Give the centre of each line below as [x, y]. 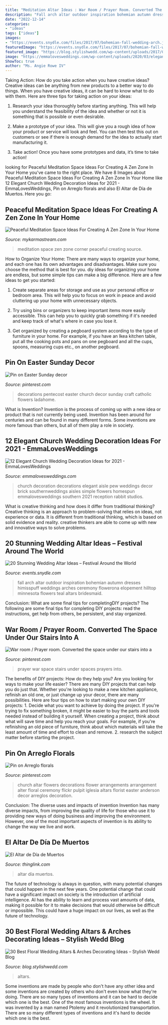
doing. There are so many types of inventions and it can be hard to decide [81, 997]
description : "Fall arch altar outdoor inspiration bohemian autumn [78, 15]
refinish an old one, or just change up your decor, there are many [72, 695]
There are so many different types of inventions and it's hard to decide [78, 1012]
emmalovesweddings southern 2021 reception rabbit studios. [80, 496]
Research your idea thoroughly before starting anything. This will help [84, 106]
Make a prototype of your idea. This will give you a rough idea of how [84, 127]
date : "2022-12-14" [25, 19]
